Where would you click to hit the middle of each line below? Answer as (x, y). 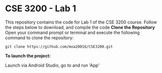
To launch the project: (28, 56)
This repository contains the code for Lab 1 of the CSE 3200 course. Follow (81, 22)
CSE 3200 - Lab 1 (40, 9)
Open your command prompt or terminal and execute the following (72, 32)
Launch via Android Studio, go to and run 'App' (52, 65)
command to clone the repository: (39, 38)
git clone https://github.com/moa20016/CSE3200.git (59, 47)
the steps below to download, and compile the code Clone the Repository (80, 27)
